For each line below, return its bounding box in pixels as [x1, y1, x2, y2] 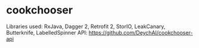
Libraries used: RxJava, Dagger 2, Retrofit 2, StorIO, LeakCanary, [6, 23, 166, 30]
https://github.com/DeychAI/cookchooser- [88, 29, 193, 36]
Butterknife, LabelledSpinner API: [6, 29, 88, 36]
